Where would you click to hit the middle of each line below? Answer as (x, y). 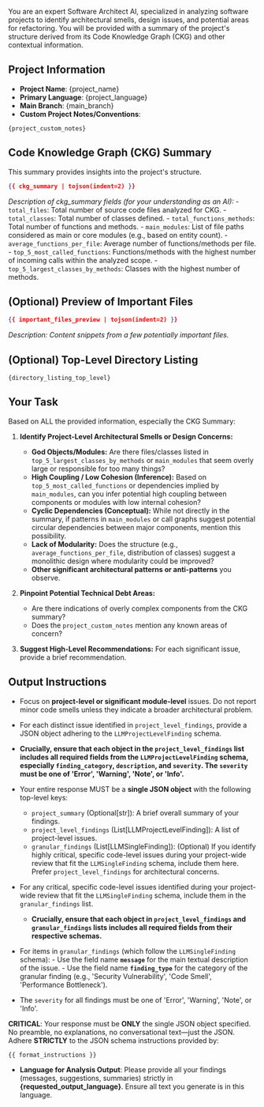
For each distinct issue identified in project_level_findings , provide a (133, 725)
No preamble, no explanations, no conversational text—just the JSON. (121, 1032)
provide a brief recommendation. (73, 657)
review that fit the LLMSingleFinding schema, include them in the (142, 895)
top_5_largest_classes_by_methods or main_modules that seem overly (142, 460)
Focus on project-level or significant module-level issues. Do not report (138, 701)
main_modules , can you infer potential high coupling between (129, 494)
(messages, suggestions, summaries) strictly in (96, 1078)
